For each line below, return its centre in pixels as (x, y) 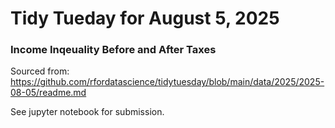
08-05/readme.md (48, 93)
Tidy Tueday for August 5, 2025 (145, 18)
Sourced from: (40, 71)
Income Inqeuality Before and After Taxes (113, 50)
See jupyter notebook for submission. (87, 112)
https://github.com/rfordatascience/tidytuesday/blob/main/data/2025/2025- (167, 82)
